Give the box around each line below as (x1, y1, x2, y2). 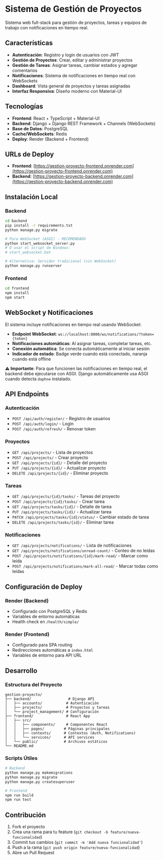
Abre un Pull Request (12, 850, 54, 856)
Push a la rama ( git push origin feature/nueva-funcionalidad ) (12, 844, 140, 850)
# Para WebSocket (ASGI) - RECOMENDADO (5, 236, 86, 241)
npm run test (5, 797, 32, 802)
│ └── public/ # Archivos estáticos (5, 739, 108, 744)
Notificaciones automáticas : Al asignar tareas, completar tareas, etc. (12, 340, 152, 346)
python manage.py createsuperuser (5, 779, 75, 784)
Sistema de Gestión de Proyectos (5, 3, 142, 15)
